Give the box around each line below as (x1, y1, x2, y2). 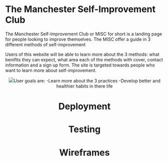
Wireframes (59, 147, 110, 158)
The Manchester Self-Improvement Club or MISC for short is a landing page (5, 31, 162, 37)
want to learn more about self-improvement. (5, 67, 97, 73)
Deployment (58, 101, 111, 112)
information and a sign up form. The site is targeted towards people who (5, 62, 155, 68)
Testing (68, 124, 101, 135)
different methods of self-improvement (5, 41, 86, 47)
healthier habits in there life (56, 83, 113, 89)
